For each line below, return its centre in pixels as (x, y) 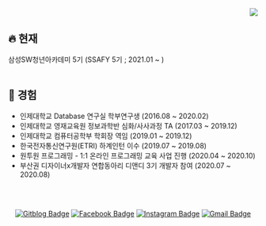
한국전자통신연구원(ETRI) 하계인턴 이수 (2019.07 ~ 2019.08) (113, 145)
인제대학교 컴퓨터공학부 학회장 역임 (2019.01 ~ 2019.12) (106, 136)
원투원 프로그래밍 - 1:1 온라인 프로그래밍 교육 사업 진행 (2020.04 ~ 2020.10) (137, 155)
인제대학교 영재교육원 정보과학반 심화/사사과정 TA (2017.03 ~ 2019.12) (128, 125)
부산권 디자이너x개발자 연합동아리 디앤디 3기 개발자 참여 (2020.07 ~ (125, 165)
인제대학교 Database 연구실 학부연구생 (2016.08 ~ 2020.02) (114, 116)
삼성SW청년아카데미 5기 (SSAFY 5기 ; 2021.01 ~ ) (86, 59)
